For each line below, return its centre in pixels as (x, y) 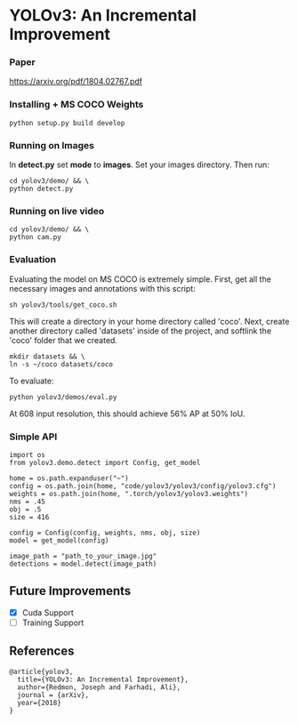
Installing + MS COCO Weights (77, 105)
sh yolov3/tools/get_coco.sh (63, 305)
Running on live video (57, 211)
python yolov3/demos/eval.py (63, 397)
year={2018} (40, 703)
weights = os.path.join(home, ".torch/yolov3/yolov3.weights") (129, 494)
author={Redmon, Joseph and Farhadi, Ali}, (99, 687)
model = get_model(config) (59, 540)
